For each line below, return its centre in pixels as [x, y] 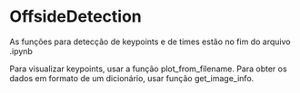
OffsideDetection [76, 17]
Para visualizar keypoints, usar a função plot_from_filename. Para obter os [149, 69]
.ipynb [21, 51]
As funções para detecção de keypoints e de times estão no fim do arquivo [150, 42]
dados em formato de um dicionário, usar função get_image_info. [132, 78]
